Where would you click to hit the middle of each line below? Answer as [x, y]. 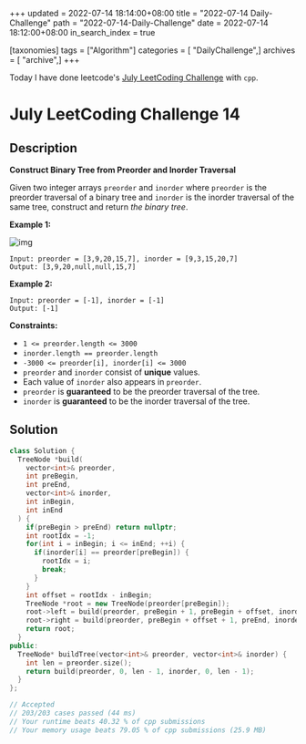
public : [24, 646]
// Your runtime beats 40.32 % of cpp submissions [107, 721]
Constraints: [34, 325]
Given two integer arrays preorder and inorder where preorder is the [138, 187]
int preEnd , [48, 485]
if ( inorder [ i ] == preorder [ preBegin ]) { [111, 553]
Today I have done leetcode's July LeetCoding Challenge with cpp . [134, 77]
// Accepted [32, 705]
